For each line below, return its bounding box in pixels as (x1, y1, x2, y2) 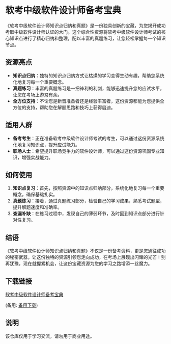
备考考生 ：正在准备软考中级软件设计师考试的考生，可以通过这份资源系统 (12, 135, 164, 141)
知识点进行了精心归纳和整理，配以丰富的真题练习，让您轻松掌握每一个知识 (9, 35, 166, 41)
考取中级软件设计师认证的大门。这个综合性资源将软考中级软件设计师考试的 (5, 29, 161, 35)
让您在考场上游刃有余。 (12, 91, 62, 97)
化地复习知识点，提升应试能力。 (12, 141, 80, 148)
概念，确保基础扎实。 (12, 192, 58, 198)
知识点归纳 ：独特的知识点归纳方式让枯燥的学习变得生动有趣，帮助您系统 (12, 72, 164, 78)
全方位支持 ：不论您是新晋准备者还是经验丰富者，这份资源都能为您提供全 (12, 98, 164, 104)
